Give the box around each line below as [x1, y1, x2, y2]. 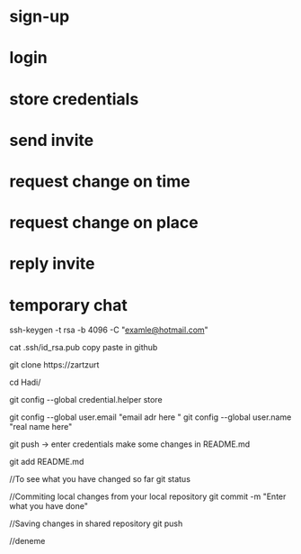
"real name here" [9, 422, 73, 432]
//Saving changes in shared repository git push [9, 518, 183, 529]
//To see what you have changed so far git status [9, 474, 191, 485]
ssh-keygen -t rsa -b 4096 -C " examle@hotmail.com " [9, 324, 208, 335]
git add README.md [9, 457, 84, 468]
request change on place [9, 213, 199, 233]
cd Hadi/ [9, 377, 41, 388]
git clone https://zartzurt [9, 359, 100, 370]
